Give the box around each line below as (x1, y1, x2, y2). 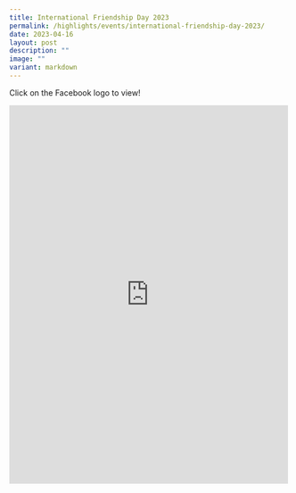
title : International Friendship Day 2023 (9, 13, 169, 22)
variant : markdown (9, 63, 78, 72)
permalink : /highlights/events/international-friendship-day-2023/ (9, 21, 266, 30)
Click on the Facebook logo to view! (9, 87, 141, 98)
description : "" (9, 46, 70, 55)
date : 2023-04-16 (9, 29, 74, 38)
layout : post (9, 38, 58, 47)
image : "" (9, 54, 46, 63)
